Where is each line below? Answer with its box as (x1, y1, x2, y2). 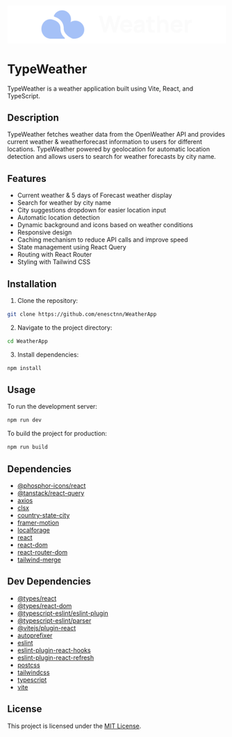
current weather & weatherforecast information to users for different (7, 138, 203, 146)
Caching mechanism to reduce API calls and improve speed (17, 235, 189, 244)
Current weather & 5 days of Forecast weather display (17, 191, 172, 200)
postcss (17, 660, 40, 669)
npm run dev (7, 417, 42, 424)
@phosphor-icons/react (17, 481, 86, 490)
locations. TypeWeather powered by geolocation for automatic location (7, 145, 210, 153)
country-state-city (17, 511, 70, 519)
